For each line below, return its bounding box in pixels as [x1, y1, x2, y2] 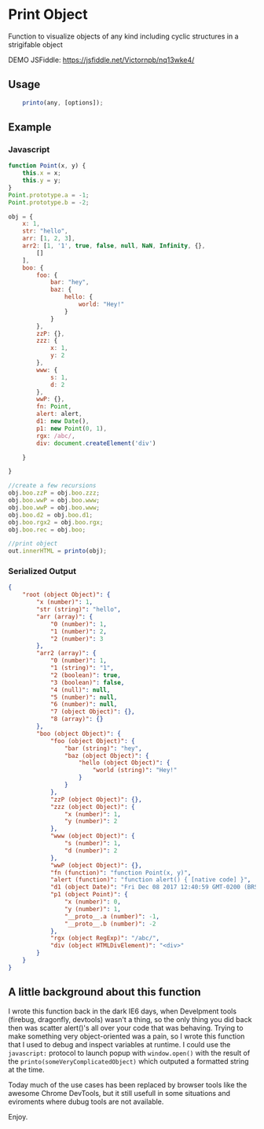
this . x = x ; [22, 169, 61, 178]
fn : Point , [36, 403, 72, 410]
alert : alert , [36, 410, 82, 418]
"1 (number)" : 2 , [49, 627, 108, 635]
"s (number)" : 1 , [64, 840, 122, 848]
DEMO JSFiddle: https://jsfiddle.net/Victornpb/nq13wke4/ [8, 55, 195, 64]
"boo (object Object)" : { [36, 730, 122, 737]
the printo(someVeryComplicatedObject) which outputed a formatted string [8, 1056, 249, 1066]
